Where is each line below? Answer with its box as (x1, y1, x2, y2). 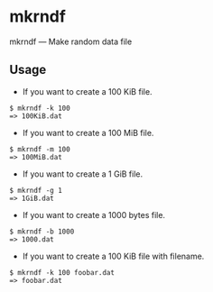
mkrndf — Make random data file (9, 36, 133, 47)
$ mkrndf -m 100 (9, 144, 70, 154)
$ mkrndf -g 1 (9, 186, 63, 195)
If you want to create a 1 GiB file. (22, 169, 144, 179)
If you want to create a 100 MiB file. (22, 127, 154, 138)
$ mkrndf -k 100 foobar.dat (9, 268, 116, 277)
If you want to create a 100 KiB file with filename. (22, 251, 205, 261)
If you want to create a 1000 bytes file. (22, 209, 165, 220)
